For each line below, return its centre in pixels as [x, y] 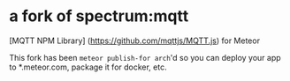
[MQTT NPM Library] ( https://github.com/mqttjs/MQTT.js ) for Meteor [135, 40]
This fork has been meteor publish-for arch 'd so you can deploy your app [145, 57]
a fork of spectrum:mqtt [99, 16]
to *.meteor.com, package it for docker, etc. [88, 67]
